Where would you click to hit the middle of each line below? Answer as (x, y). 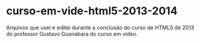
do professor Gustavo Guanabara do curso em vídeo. (72, 33)
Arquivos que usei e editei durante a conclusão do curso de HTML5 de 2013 (100, 27)
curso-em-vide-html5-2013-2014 (92, 11)
